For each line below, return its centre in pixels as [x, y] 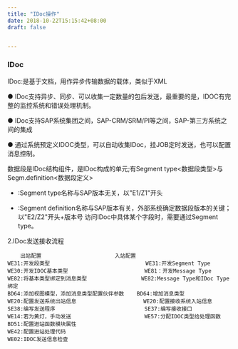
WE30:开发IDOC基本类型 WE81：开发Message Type [109, 271]
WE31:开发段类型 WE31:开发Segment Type [109, 263]
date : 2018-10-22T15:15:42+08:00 [57, 21]
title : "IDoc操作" [33, 14]
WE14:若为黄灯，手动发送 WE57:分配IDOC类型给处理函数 [114, 316]
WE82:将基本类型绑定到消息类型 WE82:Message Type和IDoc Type [119, 278]
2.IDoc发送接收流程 [36, 241]
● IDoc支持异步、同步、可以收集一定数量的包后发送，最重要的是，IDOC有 [116, 96]
